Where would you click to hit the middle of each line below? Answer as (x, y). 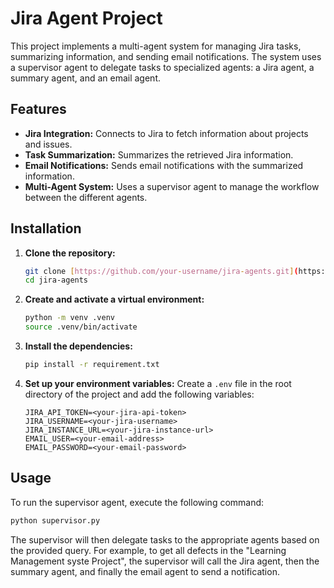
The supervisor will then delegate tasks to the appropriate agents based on (165, 539)
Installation (46, 228)
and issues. (48, 144)
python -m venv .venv (69, 318)
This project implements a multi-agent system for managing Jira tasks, (156, 46)
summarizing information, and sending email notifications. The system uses (166, 56)
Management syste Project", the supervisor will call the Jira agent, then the (165, 561)
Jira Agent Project (86, 18)
